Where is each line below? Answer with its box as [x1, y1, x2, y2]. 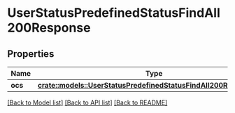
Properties [7, 48, 55, 60]
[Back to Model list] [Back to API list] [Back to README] [7, 98, 168, 107]
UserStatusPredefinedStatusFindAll [7, 5, 220, 21]
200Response [7, 20, 91, 36]
